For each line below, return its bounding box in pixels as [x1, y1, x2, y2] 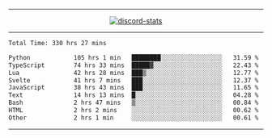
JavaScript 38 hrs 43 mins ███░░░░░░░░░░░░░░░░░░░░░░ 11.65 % [8, 84, 259, 92]
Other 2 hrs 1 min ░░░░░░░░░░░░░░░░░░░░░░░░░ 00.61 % [8, 114, 259, 122]
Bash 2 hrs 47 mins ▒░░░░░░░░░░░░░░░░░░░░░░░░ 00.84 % [8, 98, 259, 107]
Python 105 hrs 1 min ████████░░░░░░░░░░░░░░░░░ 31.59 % [8, 53, 259, 61]
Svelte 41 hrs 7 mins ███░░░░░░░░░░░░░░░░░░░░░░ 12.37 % [8, 76, 259, 85]
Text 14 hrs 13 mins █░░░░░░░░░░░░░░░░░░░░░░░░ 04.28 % [8, 91, 259, 99]
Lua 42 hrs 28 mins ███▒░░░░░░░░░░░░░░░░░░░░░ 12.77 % [8, 69, 259, 77]
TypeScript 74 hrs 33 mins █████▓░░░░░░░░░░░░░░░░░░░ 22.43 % [8, 61, 259, 69]
